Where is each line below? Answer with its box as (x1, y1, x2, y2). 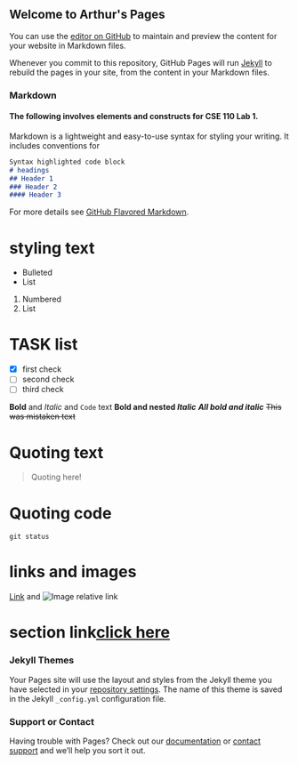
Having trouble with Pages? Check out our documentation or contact (9, 736, 261, 746)
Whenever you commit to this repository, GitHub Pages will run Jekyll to (9, 57, 273, 68)
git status (9, 533, 50, 542)
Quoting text (9, 442, 104, 462)
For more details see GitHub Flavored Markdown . (9, 206, 189, 217)
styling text (9, 237, 95, 258)
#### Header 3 (9, 190, 62, 199)
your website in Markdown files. (9, 40, 126, 51)
